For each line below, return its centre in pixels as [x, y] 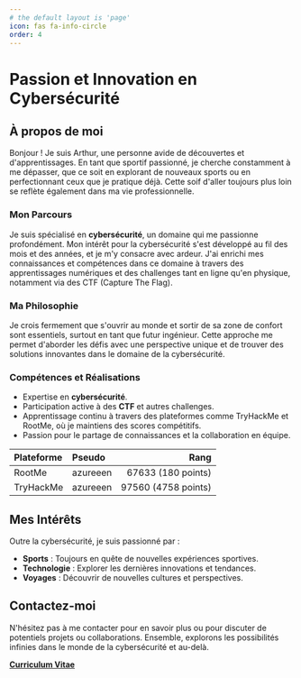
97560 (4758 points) [166, 488]
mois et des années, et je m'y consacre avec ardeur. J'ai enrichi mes [137, 253]
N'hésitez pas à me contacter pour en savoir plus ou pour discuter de [138, 628]
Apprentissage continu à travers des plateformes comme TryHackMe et [155, 417]
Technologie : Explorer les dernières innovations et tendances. [139, 568]
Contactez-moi [53, 606]
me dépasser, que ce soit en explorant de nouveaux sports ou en [130, 172]
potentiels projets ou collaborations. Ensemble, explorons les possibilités [144, 637]
